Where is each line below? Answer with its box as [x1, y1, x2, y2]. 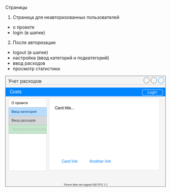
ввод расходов [12, 60, 46, 66]
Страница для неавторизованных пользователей [12, 14, 120, 20]
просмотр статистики [12, 66, 60, 71]
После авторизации [12, 39, 56, 45]
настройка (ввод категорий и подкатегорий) [12, 55, 109, 61]
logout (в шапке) [12, 50, 48, 55]
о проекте [12, 24, 35, 30]
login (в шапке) [12, 30, 45, 35]
